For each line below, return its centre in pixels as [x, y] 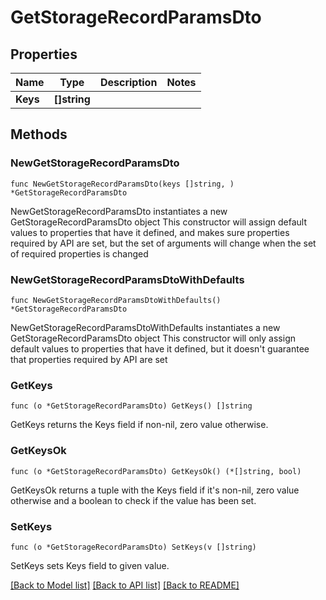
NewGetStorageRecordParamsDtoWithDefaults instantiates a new [145, 327]
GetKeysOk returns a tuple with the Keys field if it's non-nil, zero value [155, 490]
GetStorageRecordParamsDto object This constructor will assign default [159, 222]
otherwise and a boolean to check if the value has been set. [133, 500]
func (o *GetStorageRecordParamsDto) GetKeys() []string [131, 406]
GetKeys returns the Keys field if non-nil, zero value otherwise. [139, 425]
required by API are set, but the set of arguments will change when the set [163, 243]
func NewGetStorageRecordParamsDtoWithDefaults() [116, 300]
